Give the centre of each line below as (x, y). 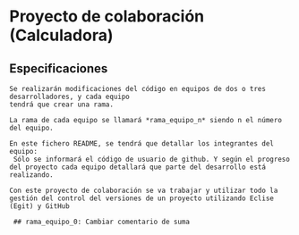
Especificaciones (59, 68)
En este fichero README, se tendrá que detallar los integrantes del (142, 144)
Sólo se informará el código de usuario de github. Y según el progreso (152, 159)
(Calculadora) (61, 35)
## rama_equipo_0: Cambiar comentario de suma (102, 222)
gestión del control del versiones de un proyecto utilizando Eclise (142, 198)
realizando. (31, 175)
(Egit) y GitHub (39, 206)
